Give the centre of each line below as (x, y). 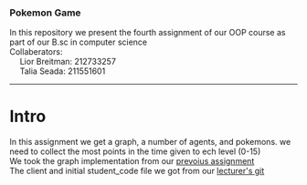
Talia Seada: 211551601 (63, 71)
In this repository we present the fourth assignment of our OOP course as (148, 33)
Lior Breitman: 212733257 (68, 62)
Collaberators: (36, 52)
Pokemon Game (45, 13)
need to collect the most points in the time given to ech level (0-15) (135, 151)
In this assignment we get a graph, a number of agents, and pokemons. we (150, 142)
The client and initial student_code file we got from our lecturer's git (137, 171)
